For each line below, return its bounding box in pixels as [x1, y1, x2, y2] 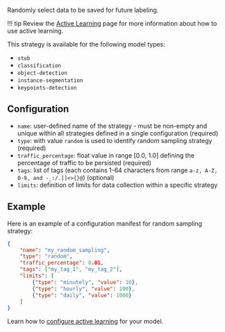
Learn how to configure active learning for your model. [7, 317, 164, 326]
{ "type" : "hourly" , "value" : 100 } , [32, 285, 135, 292]
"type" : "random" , [19, 253, 73, 260]
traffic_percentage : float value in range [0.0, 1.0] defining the [17, 151, 194, 159]
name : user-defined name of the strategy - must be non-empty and [17, 122, 207, 130]
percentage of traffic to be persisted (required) [17, 158, 151, 167]
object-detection [17, 69, 68, 76]
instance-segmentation [17, 77, 83, 84]
